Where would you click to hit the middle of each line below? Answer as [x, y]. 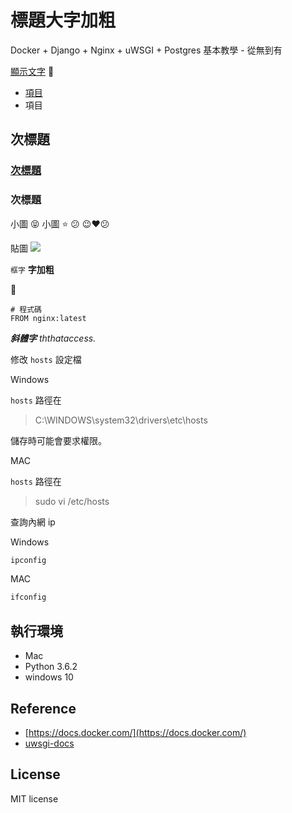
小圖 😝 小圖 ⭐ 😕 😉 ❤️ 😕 [60, 223]
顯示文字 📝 [32, 71]
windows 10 [49, 677]
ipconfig [28, 560]
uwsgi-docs [49, 743]
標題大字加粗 [63, 20]
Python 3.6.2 [51, 667]
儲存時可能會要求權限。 [58, 440]
